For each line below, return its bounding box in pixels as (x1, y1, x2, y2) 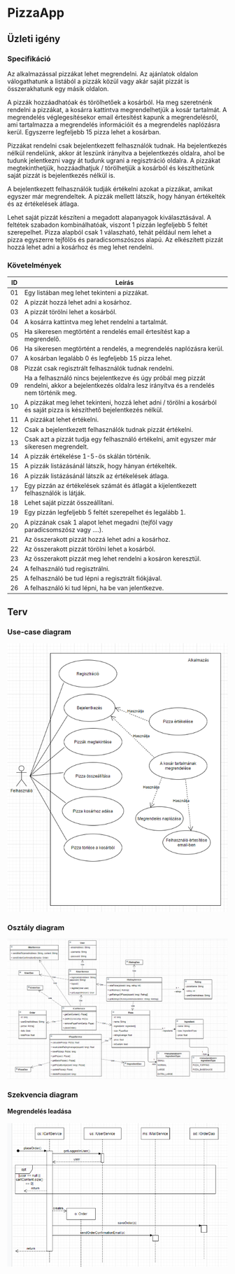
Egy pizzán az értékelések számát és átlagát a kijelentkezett (24, 481, 197, 489)
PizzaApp (7, 5, 65, 21)
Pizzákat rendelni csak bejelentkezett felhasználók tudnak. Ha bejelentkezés (7, 141, 227, 150)
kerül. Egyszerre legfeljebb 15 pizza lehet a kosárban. (7, 127, 161, 136)
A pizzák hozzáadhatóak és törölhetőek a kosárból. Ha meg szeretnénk (7, 98, 213, 106)
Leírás (115, 278, 134, 286)
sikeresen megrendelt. (24, 442, 89, 451)
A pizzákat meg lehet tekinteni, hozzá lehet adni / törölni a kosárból (24, 398, 217, 407)
